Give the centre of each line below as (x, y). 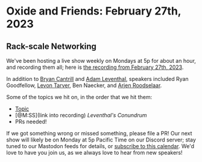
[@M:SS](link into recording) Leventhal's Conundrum (81, 115)
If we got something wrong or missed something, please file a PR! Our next (99, 133)
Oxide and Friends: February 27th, (94, 11)
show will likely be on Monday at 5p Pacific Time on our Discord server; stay (101, 140)
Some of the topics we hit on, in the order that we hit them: (79, 97)
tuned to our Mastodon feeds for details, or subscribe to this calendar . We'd (100, 146)
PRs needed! (31, 121)
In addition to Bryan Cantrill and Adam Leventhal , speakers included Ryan (97, 79)
